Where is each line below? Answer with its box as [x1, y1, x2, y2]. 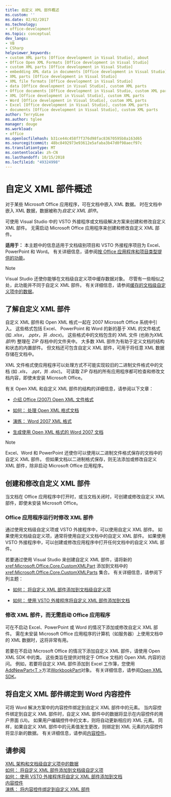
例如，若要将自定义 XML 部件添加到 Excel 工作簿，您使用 [15, 661, 135, 667]
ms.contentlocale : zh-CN [5, 150, 58, 155]
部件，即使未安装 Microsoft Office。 [5, 500, 81, 506]
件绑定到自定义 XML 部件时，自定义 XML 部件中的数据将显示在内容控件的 [5, 711, 159, 717]
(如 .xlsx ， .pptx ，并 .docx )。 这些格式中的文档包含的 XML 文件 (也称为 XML [5, 332, 164, 338]
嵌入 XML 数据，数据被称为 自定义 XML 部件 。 [5, 208, 101, 214]
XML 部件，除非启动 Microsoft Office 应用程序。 [5, 463, 106, 469]
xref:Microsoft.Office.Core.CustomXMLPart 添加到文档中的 [5, 563, 128, 569]
